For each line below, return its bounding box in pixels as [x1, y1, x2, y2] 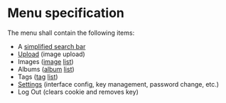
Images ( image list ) [17, 57, 74, 65]
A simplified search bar [17, 42, 86, 50]
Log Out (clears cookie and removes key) [17, 87, 139, 96]
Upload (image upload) [17, 50, 85, 58]
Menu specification [7, 5, 124, 21]
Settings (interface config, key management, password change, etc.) [17, 80, 219, 88]
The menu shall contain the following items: [7, 28, 135, 37]
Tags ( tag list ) [17, 72, 58, 81]
